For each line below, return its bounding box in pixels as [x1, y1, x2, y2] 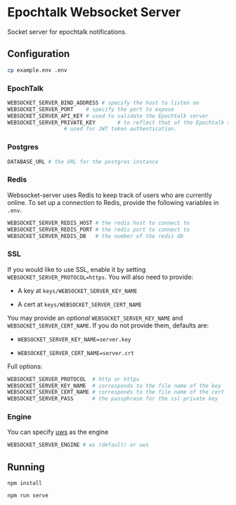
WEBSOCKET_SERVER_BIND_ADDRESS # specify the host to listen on [7, 99, 199, 106]
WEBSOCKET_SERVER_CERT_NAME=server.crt [17, 349, 135, 356]
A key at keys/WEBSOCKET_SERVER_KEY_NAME [17, 286, 138, 294]
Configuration [7, 48, 70, 60]
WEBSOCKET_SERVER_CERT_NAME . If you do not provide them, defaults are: [7, 321, 209, 330]
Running [7, 461, 46, 473]
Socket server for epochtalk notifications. [7, 27, 127, 36]
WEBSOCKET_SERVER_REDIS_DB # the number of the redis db [7, 232, 184, 239]
